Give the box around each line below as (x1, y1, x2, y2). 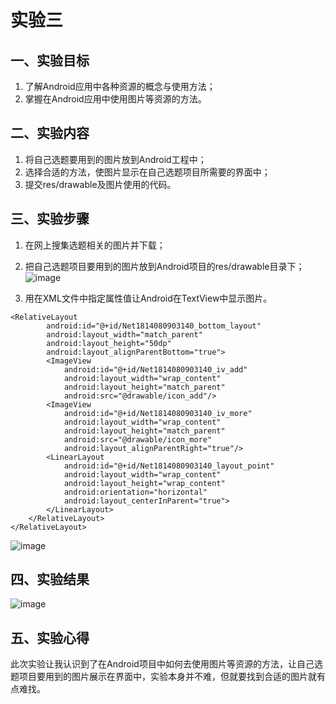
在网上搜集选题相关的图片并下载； (24, 239, 166, 251)
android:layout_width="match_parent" (46, 329, 203, 340)
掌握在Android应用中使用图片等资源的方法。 (24, 93, 207, 105)
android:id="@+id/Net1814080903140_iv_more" (63, 408, 253, 418)
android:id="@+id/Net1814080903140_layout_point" (63, 461, 275, 471)
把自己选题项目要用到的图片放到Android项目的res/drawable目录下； (24, 260, 305, 272)
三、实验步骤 (10, 211, 90, 228)
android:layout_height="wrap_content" (63, 478, 226, 488)
